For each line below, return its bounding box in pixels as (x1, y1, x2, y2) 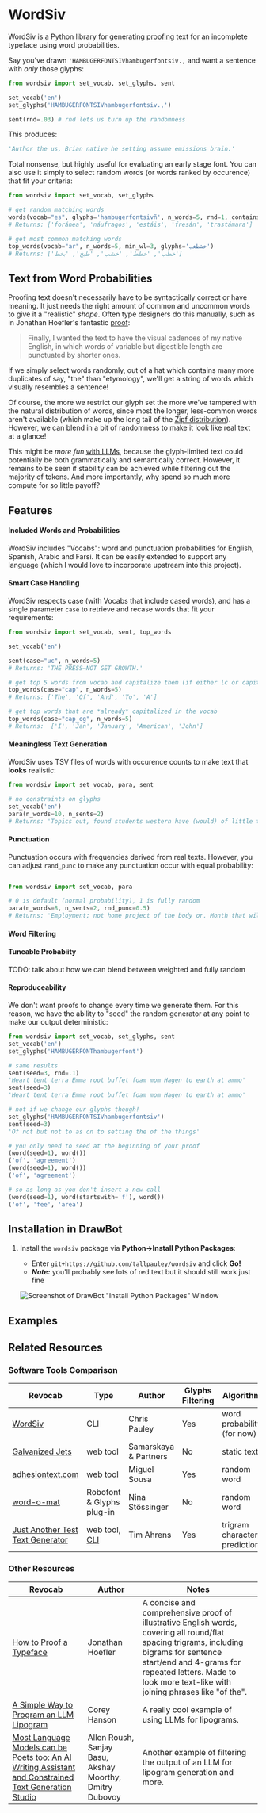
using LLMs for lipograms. (142, 1714, 239, 1725)
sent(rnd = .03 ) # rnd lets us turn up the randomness (8, 115, 186, 124)
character (221, 1529, 258, 1540)
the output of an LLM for (142, 1757, 233, 1768)
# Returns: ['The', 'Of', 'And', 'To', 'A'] (8, 693, 158, 701)
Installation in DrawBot (8, 1222, 123, 1236)
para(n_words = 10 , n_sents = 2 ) (8, 810, 104, 818)
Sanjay (87, 1742, 113, 1753)
